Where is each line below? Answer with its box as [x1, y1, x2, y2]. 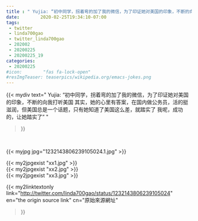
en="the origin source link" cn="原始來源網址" [6, 197, 118, 204]
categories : [6, 58, 35, 64]
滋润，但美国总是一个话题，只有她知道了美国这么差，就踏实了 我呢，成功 [6, 106, 183, 113]
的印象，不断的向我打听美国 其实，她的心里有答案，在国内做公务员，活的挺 [6, 98, 189, 106]
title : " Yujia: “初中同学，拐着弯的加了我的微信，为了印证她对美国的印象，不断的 [6, 8, 190, 15]
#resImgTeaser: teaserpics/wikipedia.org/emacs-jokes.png [6, 74, 151, 80]
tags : [6, 19, 19, 25]
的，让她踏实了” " [6, 113, 49, 121]
